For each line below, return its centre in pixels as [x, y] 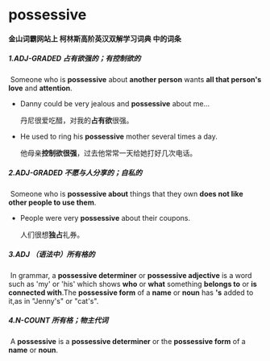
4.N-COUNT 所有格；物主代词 [58, 321]
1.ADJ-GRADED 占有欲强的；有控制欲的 [75, 59]
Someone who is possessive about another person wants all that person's [136, 79]
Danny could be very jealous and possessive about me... [115, 103]
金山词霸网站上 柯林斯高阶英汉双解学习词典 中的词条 [95, 39]
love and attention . [40, 88]
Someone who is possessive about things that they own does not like [127, 193]
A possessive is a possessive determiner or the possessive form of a [128, 341]
